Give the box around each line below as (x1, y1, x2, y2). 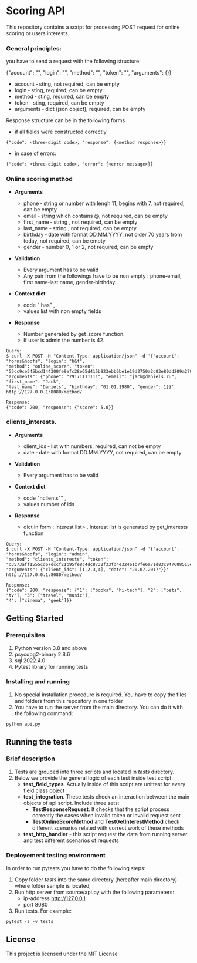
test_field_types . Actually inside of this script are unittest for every (23, 780, 186, 787)
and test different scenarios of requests (23, 837, 119, 844)
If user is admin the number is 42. (23, 336, 105, 344)
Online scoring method (6, 175, 73, 183)
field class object (23, 787, 65, 794)
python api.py (6, 721, 41, 727)
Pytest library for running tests (14, 663, 89, 670)
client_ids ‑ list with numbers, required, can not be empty (23, 442, 161, 450)
